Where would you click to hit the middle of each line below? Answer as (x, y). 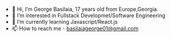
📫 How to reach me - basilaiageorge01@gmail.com (75, 28)
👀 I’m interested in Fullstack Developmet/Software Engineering (88, 15)
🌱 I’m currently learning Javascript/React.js (65, 22)
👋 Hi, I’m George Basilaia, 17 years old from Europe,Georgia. (85, 9)
